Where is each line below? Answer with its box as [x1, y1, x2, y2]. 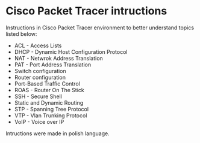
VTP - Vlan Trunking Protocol [14, 112, 87, 119]
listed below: [5, 30, 37, 37]
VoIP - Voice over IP [14, 118, 64, 125]
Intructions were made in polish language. [5, 130, 110, 137]
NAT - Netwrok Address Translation [14, 54, 103, 62]
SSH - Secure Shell [14, 93, 63, 100]
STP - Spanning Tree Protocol [14, 105, 89, 112]
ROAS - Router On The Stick [14, 86, 85, 93]
